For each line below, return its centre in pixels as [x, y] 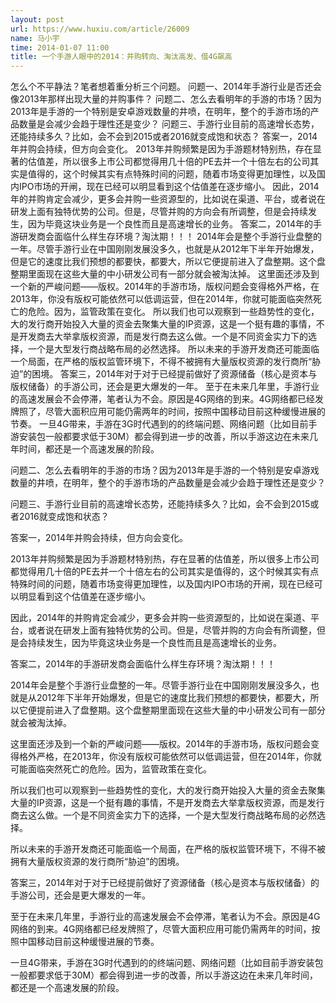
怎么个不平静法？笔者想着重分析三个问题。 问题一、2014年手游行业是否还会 [166, 87]
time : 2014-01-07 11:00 [60, 47]
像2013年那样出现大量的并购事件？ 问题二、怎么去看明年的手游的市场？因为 [166, 99]
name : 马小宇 [35, 38]
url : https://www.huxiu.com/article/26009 [100, 29]
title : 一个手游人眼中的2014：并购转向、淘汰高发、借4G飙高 [121, 57]
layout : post [37, 19]
